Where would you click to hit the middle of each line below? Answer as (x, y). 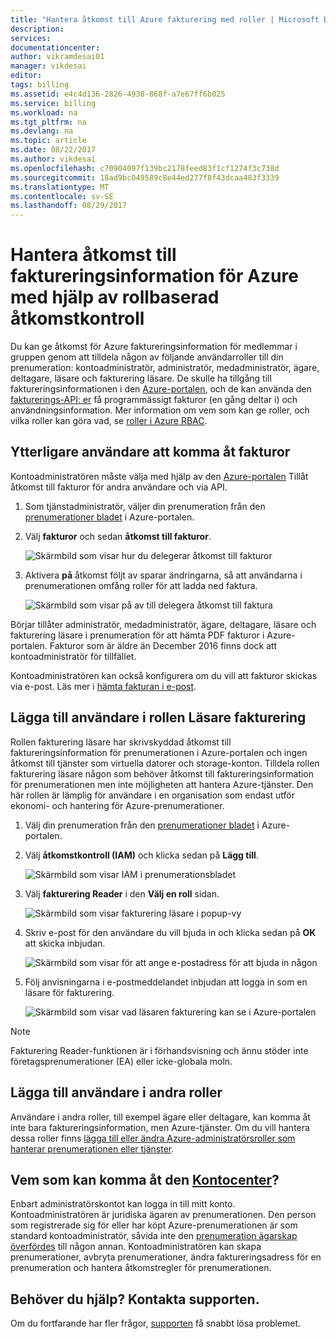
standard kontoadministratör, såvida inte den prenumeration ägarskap (154, 1236)
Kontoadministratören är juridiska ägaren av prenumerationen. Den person (163, 1215)
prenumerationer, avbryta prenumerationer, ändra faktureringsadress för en (166, 1257)
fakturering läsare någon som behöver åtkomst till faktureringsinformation (162, 773)
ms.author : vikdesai (53, 159)
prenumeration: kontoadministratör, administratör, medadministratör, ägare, (165, 368)
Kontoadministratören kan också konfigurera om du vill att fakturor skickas (164, 675)
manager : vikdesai (48, 66)
